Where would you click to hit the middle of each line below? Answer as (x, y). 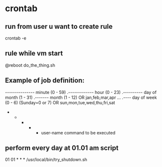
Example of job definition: (45, 81)
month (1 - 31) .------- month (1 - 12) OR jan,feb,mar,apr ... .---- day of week (81, 97)
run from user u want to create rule (59, 27)
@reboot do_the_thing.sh (30, 65)
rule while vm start (34, 53)
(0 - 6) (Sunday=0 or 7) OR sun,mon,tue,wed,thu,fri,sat (60, 102)
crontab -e (16, 38)
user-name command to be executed (78, 132)
